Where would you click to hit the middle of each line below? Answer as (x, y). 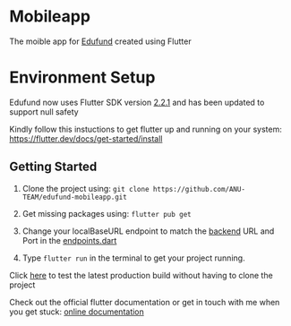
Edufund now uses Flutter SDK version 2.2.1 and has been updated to (137, 102)
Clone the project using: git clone (86, 188)
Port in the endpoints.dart (69, 240)
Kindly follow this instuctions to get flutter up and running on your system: (145, 129)
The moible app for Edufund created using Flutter (100, 41)
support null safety (44, 112)
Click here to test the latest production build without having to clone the (141, 275)
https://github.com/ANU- (199, 189)
